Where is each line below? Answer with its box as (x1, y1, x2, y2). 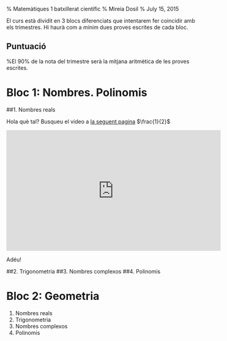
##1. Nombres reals (6, 105, 56, 113)
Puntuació (6, 41, 47, 52)
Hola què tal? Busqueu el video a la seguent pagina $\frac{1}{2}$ (6, 118, 171, 125)
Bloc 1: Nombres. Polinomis (6, 86, 148, 99)
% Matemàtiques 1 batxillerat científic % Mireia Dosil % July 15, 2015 (6, 6, 179, 12)
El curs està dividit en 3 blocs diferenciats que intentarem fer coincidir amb (6, 17, 196, 24)
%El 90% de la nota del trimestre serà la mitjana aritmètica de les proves (6, 58, 190, 65)
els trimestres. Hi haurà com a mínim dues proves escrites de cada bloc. (6, 24, 188, 31)
